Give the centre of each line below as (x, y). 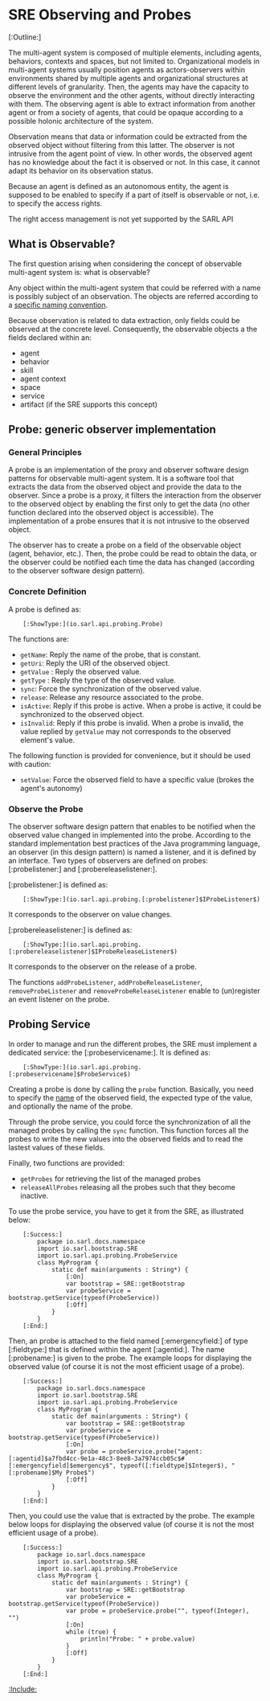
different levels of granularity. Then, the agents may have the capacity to (129, 87)
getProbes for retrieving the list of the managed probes (110, 1178)
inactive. (34, 1195)
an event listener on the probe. (59, 999)
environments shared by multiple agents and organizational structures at (128, 78)
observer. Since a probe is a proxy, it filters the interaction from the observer (135, 495)
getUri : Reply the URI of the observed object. (95, 663)
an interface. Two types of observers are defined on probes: (108, 861)
